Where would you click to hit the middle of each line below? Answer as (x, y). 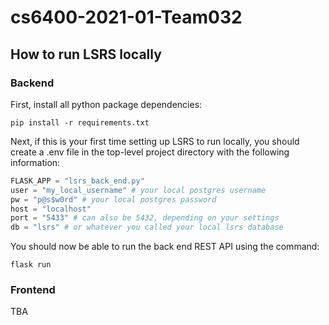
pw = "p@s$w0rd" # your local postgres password (113, 199)
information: (35, 162)
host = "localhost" (51, 209)
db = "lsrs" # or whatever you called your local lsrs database (147, 227)
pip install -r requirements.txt (80, 122)
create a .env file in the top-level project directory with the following (150, 152)
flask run (31, 265)
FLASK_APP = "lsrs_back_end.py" (77, 181)
